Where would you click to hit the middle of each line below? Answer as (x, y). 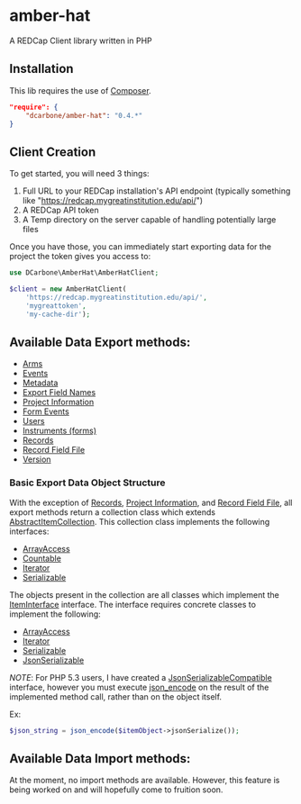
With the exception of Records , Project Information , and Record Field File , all (151, 502)
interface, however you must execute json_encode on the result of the (139, 687)
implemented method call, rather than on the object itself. (116, 696)
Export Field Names (59, 393)
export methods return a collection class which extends (113, 512)
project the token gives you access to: (80, 257)
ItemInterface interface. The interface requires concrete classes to (133, 604)
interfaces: (29, 531)
